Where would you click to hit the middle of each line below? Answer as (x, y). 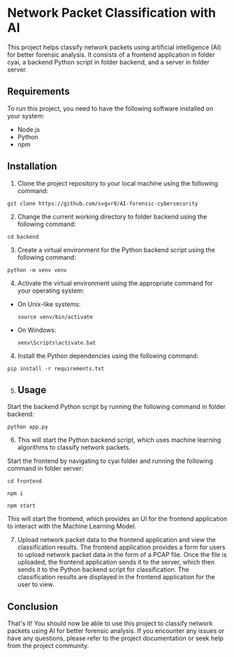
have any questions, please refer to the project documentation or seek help (115, 638)
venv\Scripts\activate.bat (57, 343)
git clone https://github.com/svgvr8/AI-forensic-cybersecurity (103, 203)
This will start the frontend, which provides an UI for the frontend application (117, 519)
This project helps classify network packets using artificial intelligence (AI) (114, 47)
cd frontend (24, 481)
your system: (26, 116)
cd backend (23, 237)
